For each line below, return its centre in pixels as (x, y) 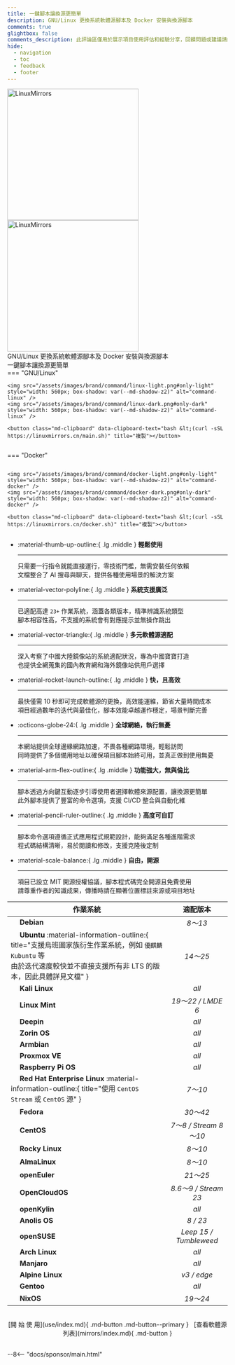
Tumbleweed (197, 1240)
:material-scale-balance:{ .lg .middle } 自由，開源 (88, 860)
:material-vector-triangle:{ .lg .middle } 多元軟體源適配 (95, 634)
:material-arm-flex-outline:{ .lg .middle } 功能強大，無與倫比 (103, 770)
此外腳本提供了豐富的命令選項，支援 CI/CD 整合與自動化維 (101, 800)
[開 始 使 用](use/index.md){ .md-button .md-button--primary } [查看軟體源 (117, 1324)
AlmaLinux (38, 1162)
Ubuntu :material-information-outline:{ (84, 935)
